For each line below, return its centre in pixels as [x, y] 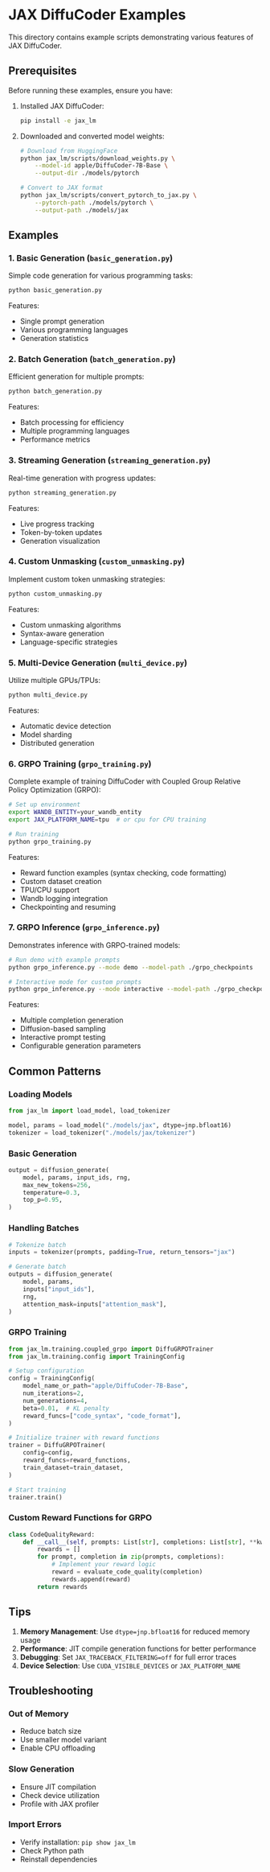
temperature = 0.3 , [52, 1192]
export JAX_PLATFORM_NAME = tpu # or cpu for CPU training [107, 819]
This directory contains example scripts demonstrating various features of [131, 37]
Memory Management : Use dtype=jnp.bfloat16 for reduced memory [135, 1631]
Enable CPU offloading [57, 1748]
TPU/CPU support [50, 890]
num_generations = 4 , [55, 1401]
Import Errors [35, 1825]
